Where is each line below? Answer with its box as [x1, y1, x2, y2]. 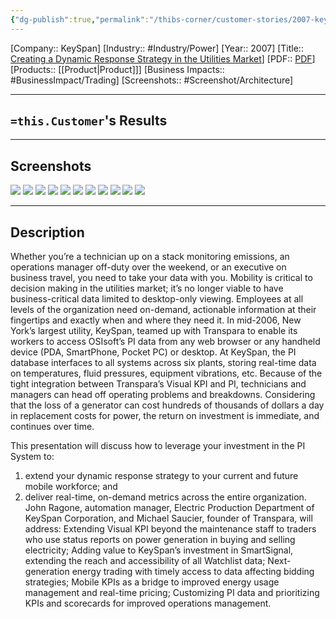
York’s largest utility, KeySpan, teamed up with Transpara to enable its [10, 325, 298, 337]
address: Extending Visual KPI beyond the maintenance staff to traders [24, 523, 317, 535]
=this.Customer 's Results [10, 112, 168, 130]
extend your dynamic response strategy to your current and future [24, 470, 299, 482]
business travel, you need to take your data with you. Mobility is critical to [10, 272, 313, 284]
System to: [10, 451, 55, 463]
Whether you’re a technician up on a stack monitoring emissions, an [10, 251, 290, 263]
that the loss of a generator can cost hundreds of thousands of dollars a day [10, 399, 325, 411]
